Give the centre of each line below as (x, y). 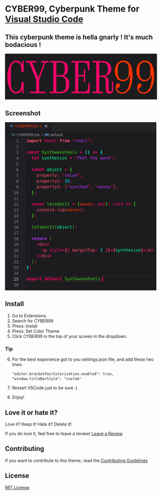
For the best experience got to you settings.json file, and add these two (83, 359)
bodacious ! (23, 45)
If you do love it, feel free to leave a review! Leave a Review (64, 433)
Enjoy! (18, 397)
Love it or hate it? (31, 412)
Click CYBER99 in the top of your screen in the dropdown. (70, 336)
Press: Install (25, 326)
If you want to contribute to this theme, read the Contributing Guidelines (76, 460)
